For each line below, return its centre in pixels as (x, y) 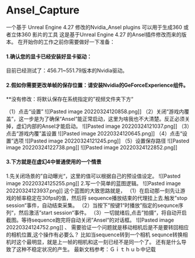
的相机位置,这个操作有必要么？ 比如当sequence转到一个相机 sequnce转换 (94, 235)
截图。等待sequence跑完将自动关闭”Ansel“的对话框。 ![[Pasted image (90, 220)
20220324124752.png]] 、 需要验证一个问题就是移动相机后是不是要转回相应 (97, 227)
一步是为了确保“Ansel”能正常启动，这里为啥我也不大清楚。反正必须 (104, 119)
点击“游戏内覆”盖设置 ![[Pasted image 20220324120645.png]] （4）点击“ (94, 134)
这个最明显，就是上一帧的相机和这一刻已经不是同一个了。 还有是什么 (99, 242)
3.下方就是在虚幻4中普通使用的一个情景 (54, 161)
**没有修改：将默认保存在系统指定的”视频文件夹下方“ (70, 99)
